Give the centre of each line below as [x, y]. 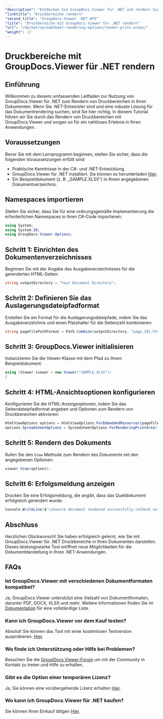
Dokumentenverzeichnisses [49, 257]
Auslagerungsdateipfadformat [52, 306]
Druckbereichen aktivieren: [32, 414]
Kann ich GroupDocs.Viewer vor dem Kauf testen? [66, 621]
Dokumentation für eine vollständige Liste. [47, 608]
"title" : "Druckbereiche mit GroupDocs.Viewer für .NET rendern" [72, 23]
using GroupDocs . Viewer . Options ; [39, 234]
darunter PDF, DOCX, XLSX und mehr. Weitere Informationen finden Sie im [79, 603]
